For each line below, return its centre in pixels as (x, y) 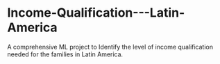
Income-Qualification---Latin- (96, 13)
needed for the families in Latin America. (65, 54)
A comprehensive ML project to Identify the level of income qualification (110, 47)
